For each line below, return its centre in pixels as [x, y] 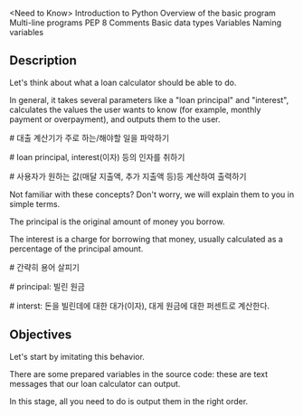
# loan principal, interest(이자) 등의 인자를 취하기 [97, 156]
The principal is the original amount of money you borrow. [117, 222]
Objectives [41, 335]
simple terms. [35, 203]
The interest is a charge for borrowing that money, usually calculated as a [146, 239]
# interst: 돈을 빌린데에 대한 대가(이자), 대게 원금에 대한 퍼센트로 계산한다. [139, 306]
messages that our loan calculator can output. [95, 383]
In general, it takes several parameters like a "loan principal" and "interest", [149, 99]
